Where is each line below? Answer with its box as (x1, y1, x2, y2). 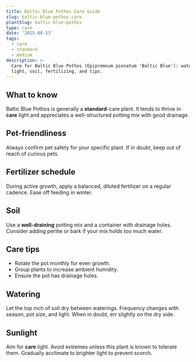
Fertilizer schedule (6, 167, 76, 177)
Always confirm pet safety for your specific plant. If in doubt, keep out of (6, 144, 181, 151)
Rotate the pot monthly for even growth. (14, 260, 111, 267)
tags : (6, 36, 19, 41)
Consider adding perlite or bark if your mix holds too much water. (6, 227, 163, 234)
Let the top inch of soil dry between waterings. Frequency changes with (6, 305, 179, 312)
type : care (6, 25, 33, 31)
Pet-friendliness (6, 128, 67, 138)
